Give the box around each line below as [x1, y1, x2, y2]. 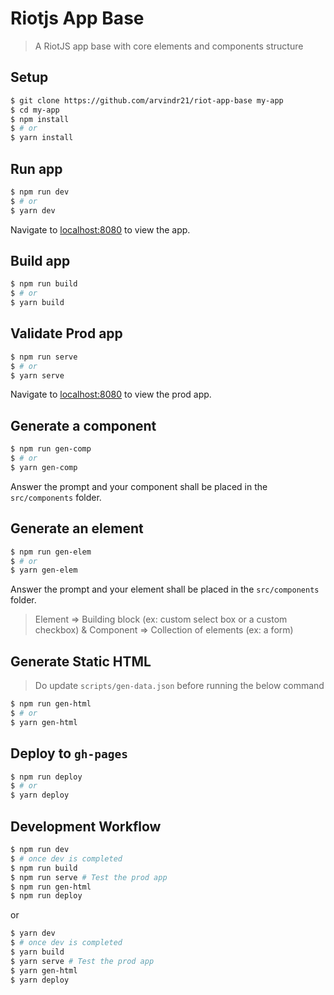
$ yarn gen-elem [10, 565, 78, 576]
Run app [10, 160, 63, 177]
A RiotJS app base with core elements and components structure [34, 40, 304, 52]
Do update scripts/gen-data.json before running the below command [34, 680, 325, 692]
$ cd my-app [10, 105, 60, 115]
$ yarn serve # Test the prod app [10, 956, 155, 966]
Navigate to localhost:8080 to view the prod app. [10, 388, 212, 401]
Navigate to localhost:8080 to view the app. [10, 223, 191, 236]
